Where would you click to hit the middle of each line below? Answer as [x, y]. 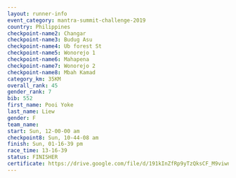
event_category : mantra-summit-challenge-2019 [77, 20]
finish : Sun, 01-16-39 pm [45, 144]
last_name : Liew [31, 111]
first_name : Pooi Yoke [40, 105]
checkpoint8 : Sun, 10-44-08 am [53, 137]
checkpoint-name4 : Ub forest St [54, 46]
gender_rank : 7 [29, 92]
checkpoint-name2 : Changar [47, 33]
